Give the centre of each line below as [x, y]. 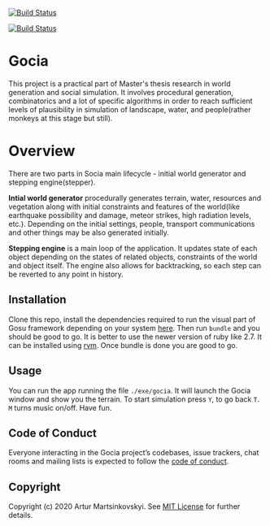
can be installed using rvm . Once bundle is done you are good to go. [123, 345]
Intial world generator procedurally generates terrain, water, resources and [135, 198]
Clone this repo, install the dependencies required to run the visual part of [132, 319]
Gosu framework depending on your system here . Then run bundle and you [134, 328]
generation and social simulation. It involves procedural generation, [121, 92]
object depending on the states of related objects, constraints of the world [133, 257]
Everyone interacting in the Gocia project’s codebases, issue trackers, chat [134, 453]
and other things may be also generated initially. [89, 233]
